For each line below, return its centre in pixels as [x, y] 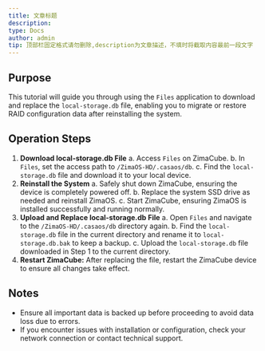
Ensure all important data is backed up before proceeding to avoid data [136, 313]
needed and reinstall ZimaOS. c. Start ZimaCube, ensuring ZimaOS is [133, 200]
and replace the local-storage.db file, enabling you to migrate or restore [127, 105]
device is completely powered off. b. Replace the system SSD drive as [135, 191]
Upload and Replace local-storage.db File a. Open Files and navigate [136, 217]
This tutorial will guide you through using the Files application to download [132, 97]
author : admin [32, 38]
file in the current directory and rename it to [130, 234]
